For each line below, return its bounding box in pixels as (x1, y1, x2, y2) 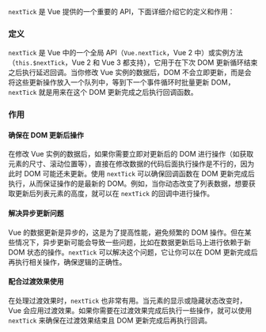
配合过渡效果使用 (8, 277, 64, 286)
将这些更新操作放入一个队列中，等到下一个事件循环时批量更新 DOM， (8, 77, 235, 87)
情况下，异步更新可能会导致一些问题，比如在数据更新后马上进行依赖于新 (14, 237, 251, 247)
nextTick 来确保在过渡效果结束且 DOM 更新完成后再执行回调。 (8, 315, 212, 325)
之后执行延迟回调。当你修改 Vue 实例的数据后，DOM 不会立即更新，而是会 (8, 68, 252, 77)
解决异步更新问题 (8, 209, 64, 218)
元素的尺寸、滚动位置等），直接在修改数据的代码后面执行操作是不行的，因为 (8, 159, 255, 168)
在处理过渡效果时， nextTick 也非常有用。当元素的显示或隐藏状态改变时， (8, 296, 247, 305)
